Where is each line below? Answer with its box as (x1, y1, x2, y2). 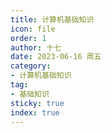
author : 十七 (10, 42, 62, 53)
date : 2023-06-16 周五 (10, 52, 102, 62)
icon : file (10, 24, 56, 34)
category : (10, 61, 52, 71)
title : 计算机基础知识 (10, 14, 95, 25)
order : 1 (10, 33, 47, 43)
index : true (10, 107, 60, 118)
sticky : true (10, 98, 65, 108)
